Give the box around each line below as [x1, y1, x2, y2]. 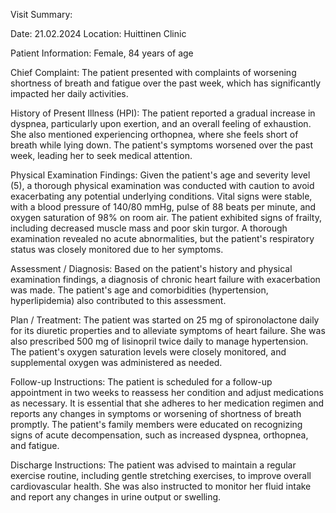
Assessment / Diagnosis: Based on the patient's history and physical [10, 263, 293, 274]
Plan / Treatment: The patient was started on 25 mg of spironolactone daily [10, 314, 320, 326]
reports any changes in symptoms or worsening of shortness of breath [10, 408, 302, 419]
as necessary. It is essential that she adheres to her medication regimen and [10, 397, 325, 409]
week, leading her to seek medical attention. [10, 150, 193, 161]
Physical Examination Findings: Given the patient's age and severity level [10, 169, 311, 181]
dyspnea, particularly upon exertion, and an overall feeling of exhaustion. [10, 118, 312, 129]
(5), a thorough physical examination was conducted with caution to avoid [10, 180, 315, 191]
